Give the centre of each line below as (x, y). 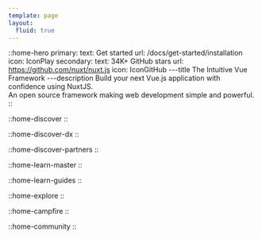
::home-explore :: (37, 196)
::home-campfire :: (39, 211)
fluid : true (35, 30)
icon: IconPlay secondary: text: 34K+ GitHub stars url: (96, 61)
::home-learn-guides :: (45, 180)
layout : (21, 23)
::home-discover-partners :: (54, 150)
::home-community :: (42, 226)
